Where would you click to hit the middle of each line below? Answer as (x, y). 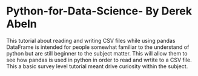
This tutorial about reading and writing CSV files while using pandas (91, 40)
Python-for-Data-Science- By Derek (99, 11)
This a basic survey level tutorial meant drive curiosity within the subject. (97, 66)
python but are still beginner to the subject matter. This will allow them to (97, 53)
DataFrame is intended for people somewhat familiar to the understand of (98, 47)
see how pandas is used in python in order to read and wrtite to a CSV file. (99, 60)
